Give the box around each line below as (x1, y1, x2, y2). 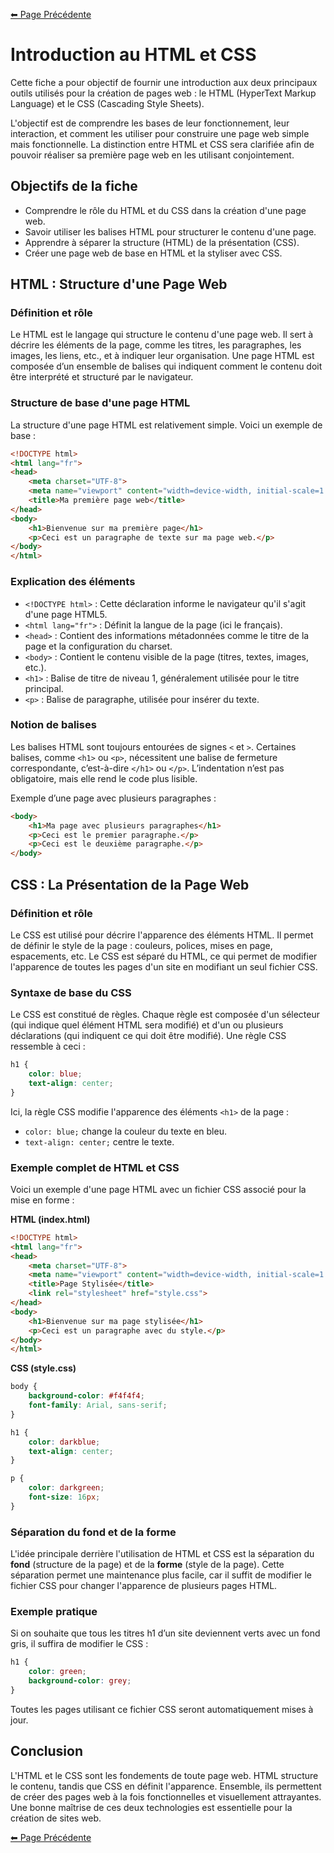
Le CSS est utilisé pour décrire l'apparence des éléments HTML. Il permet (10, 929, 314, 941)
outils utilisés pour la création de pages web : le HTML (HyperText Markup (10, 87, 317, 99)
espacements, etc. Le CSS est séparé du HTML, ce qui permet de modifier (10, 950, 318, 962)
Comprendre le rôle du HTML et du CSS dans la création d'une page (24, 204, 307, 216)
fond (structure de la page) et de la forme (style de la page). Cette (10, 1559, 285, 1571)
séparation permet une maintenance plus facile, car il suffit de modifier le (10, 1569, 312, 1581)
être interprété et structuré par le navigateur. (10, 371, 194, 383)
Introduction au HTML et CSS (10, 44, 257, 66)
